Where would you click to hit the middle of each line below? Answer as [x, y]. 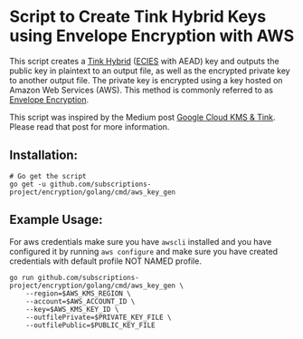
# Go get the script [48, 176]
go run [22, 277]
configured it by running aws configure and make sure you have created [144, 251]
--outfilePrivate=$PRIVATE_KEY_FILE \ [99, 317]
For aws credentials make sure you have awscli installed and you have [141, 241]
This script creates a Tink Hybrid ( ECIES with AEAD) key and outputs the [144, 61]
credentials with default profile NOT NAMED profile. [105, 261]
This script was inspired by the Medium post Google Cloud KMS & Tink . [142, 117]
